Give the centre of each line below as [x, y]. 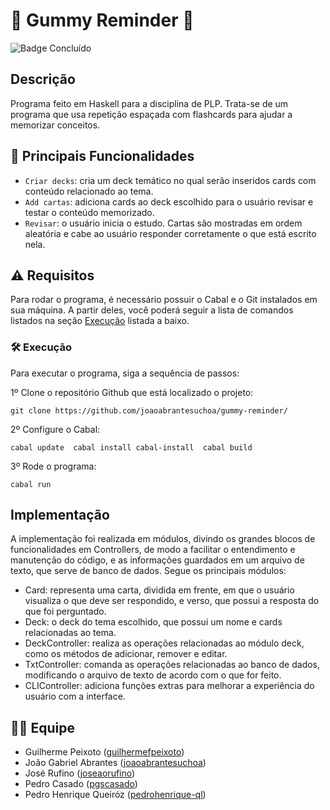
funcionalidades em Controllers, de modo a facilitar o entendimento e [153, 550]
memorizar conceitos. [55, 125]
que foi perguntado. [65, 611]
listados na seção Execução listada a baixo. [100, 321]
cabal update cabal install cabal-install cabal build [131, 447]
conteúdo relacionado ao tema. [89, 191]
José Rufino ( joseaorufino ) [80, 773]
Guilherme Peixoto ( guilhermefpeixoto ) [104, 752]
